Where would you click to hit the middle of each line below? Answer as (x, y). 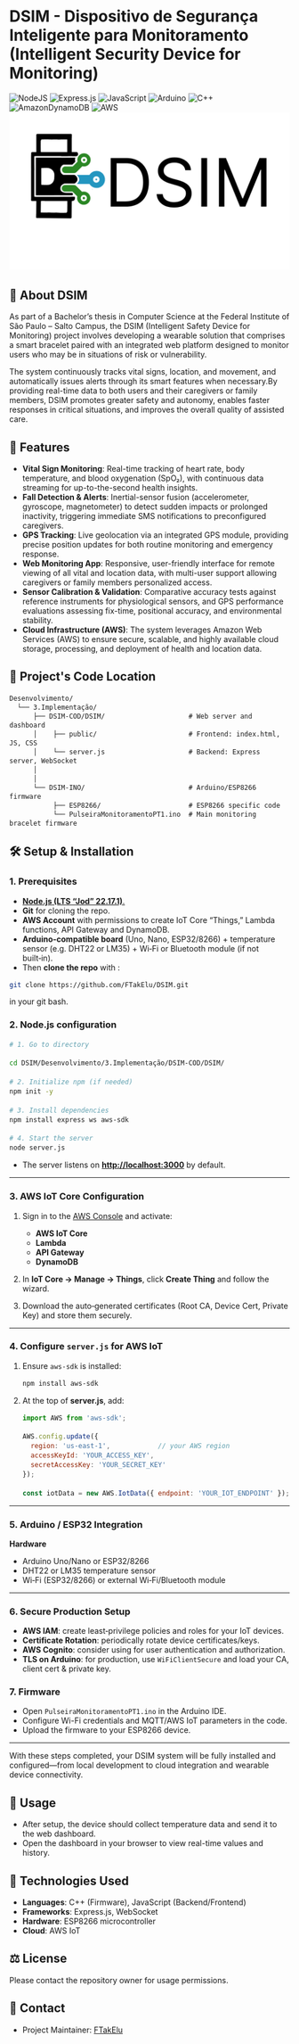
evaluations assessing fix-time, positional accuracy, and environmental (152, 611)
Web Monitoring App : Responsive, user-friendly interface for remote (149, 564)
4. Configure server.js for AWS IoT (86, 1347)
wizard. (36, 1288)
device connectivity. (46, 1775)
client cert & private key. (66, 1669)
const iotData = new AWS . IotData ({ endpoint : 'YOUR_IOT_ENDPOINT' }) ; (156, 1493)
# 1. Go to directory (49, 1044)
